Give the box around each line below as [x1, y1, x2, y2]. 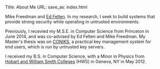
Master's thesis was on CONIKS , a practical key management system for [5, 39, 152, 45]
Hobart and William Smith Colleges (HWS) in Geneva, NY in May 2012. [5, 59, 147, 64]
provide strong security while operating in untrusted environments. [5, 19, 140, 24]
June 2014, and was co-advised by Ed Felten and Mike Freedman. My [5, 34, 146, 39]
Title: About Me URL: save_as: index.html [5, 4, 88, 10]
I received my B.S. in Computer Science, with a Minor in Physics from [5, 53, 145, 59]
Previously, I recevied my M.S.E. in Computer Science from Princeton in [5, 28, 149, 34]
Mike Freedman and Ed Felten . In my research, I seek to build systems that [5, 14, 155, 19]
